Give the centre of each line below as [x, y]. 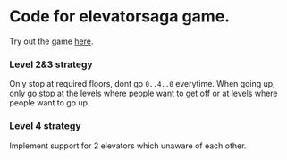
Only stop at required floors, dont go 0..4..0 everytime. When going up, [142, 84]
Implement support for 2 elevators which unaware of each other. [128, 146]
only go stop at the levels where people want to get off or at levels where [144, 93]
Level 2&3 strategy [51, 64]
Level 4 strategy [46, 126]
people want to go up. [50, 103]
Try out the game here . [51, 41]
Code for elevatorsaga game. [120, 17]
